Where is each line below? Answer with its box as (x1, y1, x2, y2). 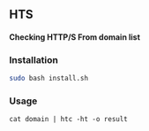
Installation (9, 53, 59, 65)
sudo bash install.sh (9, 74, 89, 83)
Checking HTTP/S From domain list (9, 31, 141, 42)
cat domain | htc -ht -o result (9, 115, 128, 124)
